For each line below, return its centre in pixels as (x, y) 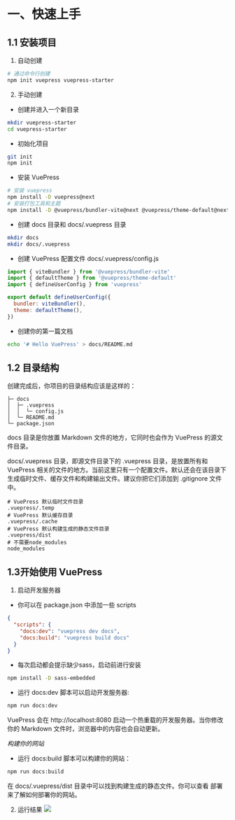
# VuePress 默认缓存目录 (40, 516)
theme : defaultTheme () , (48, 310)
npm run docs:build (36, 772)
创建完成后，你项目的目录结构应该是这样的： (72, 386)
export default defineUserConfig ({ (59, 297)
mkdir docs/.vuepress (39, 244)
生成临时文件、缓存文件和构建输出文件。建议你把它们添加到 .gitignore (108, 479)
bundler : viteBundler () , (50, 304)
